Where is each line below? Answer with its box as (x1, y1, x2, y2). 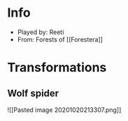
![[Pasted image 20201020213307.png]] (7, 106, 122, 114)
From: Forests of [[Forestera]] (17, 35, 104, 43)
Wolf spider (7, 87, 59, 99)
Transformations (7, 60, 107, 76)
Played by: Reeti (17, 28, 64, 36)
